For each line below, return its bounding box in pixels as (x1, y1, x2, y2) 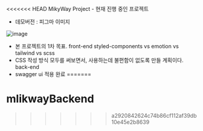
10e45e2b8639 (111, 118, 150, 126)
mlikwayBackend (6, 92, 95, 106)
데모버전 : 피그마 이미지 (14, 18, 71, 25)
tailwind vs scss (14, 50, 56, 56)
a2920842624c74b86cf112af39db (111, 112, 198, 119)
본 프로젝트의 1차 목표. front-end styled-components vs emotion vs (14, 43, 179, 50)
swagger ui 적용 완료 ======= (14, 71, 92, 77)
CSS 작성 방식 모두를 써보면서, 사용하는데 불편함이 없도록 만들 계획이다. (14, 57, 184, 63)
